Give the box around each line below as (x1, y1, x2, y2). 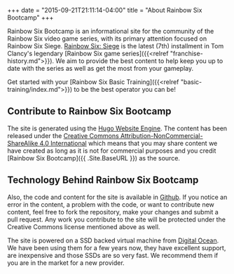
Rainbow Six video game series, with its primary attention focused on (7, 34, 207, 43)
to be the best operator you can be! (74, 85, 177, 93)
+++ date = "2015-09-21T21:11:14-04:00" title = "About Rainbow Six (7, 6, 202, 14)
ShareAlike (7, 139, 39, 147)
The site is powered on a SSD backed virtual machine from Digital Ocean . (7, 236, 219, 245)
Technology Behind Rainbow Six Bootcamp (7, 174, 199, 186)
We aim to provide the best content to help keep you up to (55, 57, 223, 65)
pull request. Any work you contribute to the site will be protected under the (7, 215, 226, 224)
